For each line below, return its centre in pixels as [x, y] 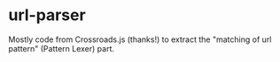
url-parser [47, 15]
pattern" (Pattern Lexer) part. [62, 48]
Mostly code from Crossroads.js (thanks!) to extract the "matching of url [140, 39]
